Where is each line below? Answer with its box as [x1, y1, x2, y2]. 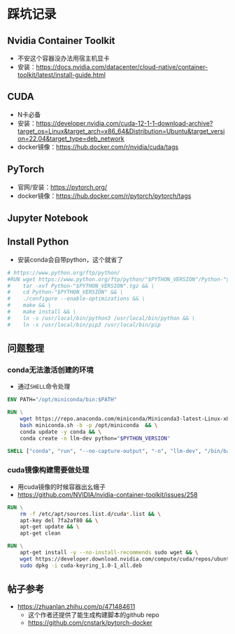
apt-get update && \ [20, 524, 80, 531]
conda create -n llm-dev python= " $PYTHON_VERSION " [20, 435, 171, 442]
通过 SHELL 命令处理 [17, 382, 71, 391]
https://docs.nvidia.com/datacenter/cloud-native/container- [36, 63, 208, 71]
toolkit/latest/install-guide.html [17, 71, 106, 79]
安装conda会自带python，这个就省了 [17, 255, 124, 264]
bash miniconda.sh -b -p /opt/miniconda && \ [20, 422, 158, 429]
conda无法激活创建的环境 [7, 365, 94, 375]
